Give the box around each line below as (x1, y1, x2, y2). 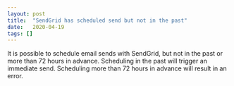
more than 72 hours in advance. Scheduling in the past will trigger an (7, 57, 208, 66)
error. (7, 72, 23, 80)
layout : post (7, 10, 46, 18)
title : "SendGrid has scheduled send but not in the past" (7, 17, 188, 24)
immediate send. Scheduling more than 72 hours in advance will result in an (7, 64, 227, 73)
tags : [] (7, 30, 33, 37)
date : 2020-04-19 (7, 23, 65, 30)
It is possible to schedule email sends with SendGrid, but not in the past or (7, 49, 223, 58)
